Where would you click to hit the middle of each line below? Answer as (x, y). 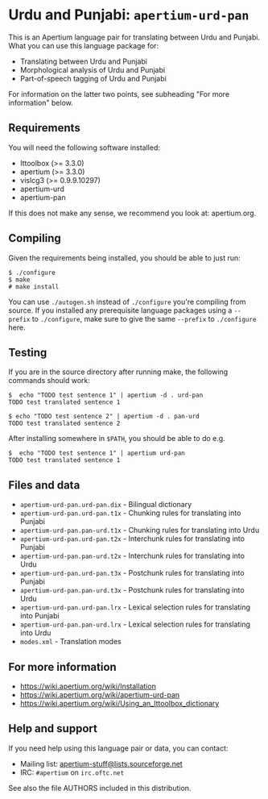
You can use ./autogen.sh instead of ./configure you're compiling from (127, 302)
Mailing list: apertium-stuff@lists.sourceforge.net (101, 764)
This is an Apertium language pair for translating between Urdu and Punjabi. (134, 37)
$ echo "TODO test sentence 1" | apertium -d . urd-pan (106, 395)
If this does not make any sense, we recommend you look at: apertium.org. (132, 213)
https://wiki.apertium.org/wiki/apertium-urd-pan (100, 695)
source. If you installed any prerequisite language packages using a (120, 310)
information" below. (41, 102)
